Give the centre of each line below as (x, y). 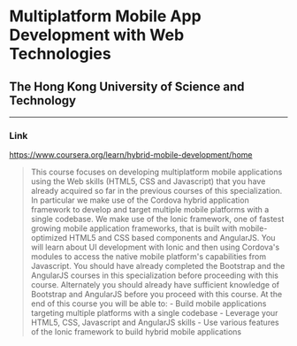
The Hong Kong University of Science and (127, 86)
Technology (43, 100)
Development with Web (97, 35)
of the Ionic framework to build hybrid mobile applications (136, 332)
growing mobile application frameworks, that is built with (134, 228)
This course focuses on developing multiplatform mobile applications (156, 172)
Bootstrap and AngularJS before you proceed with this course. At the (156, 295)
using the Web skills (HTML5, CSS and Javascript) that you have (148, 181)
